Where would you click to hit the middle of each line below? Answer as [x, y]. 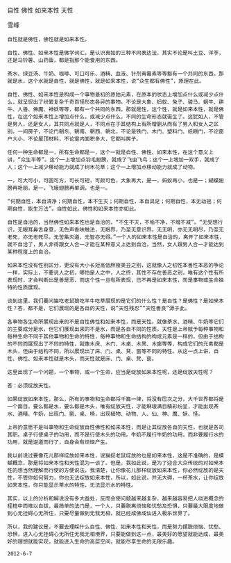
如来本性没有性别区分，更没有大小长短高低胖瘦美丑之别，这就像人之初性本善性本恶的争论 [115, 266]
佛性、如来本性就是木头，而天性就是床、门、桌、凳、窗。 [87, 359]
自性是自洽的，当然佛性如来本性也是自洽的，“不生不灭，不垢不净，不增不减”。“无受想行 [115, 222]
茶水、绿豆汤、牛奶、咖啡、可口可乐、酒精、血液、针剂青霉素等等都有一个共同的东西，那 [115, 74]
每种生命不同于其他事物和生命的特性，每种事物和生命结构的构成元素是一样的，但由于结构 [115, 336]
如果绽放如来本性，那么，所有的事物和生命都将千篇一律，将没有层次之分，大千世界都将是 [115, 399]
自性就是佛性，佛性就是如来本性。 [49, 40]
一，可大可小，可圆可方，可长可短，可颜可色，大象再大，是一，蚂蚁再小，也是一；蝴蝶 [113, 181]
